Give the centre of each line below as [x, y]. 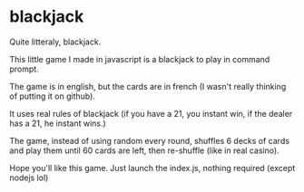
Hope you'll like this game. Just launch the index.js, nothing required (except [152, 168]
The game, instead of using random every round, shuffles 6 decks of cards [150, 140]
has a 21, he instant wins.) [58, 123]
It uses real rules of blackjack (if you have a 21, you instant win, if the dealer [151, 113]
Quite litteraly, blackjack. [55, 42]
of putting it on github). [52, 96]
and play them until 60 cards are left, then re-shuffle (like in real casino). [144, 150]
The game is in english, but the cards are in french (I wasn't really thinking [148, 86]
